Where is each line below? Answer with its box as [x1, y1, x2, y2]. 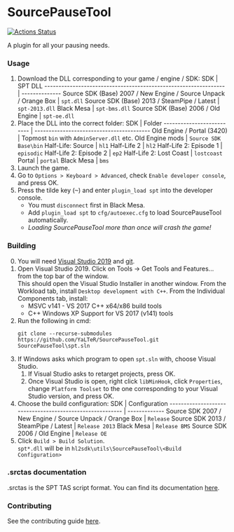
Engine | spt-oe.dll [17, 111, 75, 120]
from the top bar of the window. [17, 271, 109, 280]
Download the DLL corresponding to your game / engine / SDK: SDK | [17, 74, 219, 83]
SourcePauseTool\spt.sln [17, 342, 90, 349]
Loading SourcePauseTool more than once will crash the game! [27, 224, 212, 232]
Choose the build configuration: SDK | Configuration [17, 399, 168, 407]
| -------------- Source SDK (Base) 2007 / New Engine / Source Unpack [17, 89, 226, 98]
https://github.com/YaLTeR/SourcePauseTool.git [17, 336, 159, 343]
